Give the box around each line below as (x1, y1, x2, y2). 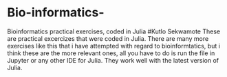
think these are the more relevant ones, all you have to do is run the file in (7, 49, 215, 57)
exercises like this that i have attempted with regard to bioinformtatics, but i (7, 42, 220, 50)
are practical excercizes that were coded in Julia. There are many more (7, 34, 209, 42)
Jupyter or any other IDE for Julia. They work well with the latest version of (7, 56, 219, 64)
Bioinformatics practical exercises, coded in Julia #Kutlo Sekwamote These (7, 27, 221, 35)
